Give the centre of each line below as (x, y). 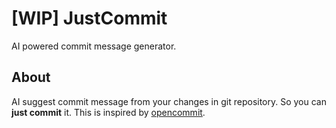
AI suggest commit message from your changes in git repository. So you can (169, 101)
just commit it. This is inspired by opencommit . (108, 112)
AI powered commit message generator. (94, 46)
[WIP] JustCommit (89, 18)
